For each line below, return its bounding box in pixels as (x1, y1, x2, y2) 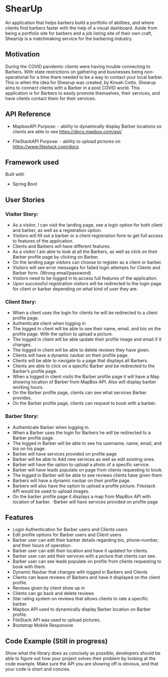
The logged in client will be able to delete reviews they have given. (12, 347, 150, 353)
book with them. (12, 564, 46, 570)
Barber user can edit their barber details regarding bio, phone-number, (12, 537, 159, 543)
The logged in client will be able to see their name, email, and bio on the (12, 326, 161, 332)
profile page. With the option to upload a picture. (12, 331, 113, 337)
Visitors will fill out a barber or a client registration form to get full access (12, 233, 163, 239)
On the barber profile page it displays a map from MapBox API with (12, 493, 151, 499)
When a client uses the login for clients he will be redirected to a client (12, 310, 158, 316)
